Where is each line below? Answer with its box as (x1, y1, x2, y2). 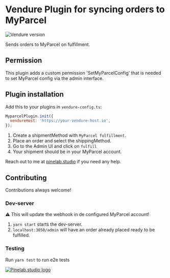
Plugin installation (5, 90, 64, 99)
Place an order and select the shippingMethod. (12, 138, 111, 144)
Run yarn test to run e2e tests (5, 256, 70, 263)
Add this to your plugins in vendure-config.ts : (5, 103, 102, 110)
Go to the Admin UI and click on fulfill (12, 143, 97, 149)
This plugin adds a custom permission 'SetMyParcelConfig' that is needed (5, 70, 161, 76)
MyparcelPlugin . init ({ (5, 114, 54, 119)
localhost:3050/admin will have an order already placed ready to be (12, 227, 155, 233)
